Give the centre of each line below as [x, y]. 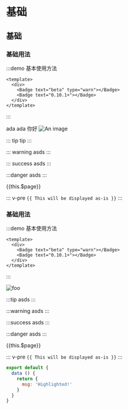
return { [27, 379]
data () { [23, 373]
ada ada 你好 [22, 129]
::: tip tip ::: [19, 140]
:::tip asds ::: [21, 299]
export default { [27, 368]
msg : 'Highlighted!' [47, 384]
